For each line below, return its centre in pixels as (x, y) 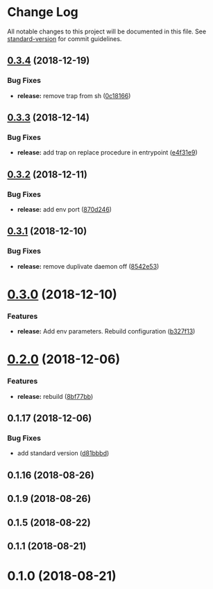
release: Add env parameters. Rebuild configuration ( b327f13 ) (106, 331)
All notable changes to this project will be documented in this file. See (107, 31)
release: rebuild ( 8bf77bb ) (55, 396)
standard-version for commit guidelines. (65, 38)
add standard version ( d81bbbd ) (63, 453)
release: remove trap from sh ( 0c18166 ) (74, 95)
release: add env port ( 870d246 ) (65, 209)
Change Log (43, 12)
